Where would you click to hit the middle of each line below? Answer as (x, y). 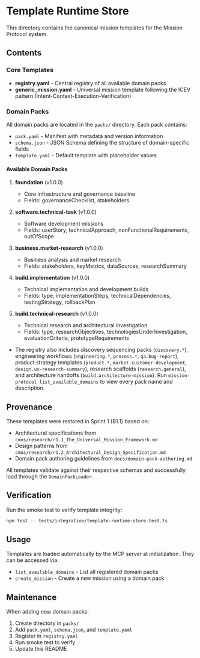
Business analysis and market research (72, 260)
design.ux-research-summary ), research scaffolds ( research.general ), (100, 369)
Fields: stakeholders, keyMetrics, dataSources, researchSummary (105, 266)
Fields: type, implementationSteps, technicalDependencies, (97, 296)
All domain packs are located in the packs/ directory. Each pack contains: (97, 124)
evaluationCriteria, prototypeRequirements (76, 338)
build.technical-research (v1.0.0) (56, 314)
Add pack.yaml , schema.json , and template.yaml (74, 630)
